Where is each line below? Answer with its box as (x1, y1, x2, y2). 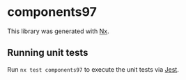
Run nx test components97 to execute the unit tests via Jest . (7, 65, 179, 73)
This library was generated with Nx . (7, 27, 109, 35)
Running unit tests (7, 47, 88, 59)
